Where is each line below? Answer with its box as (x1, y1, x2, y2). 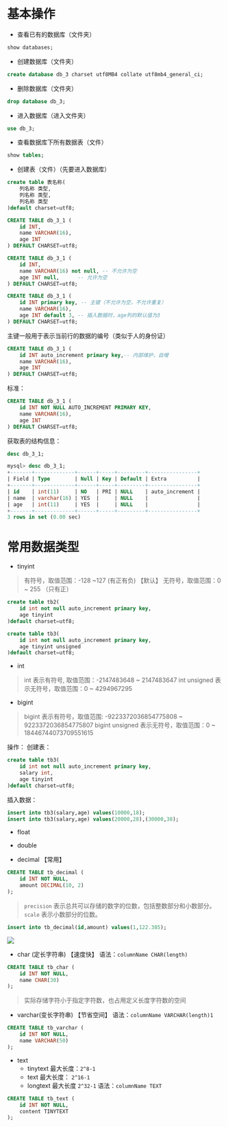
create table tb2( (7, 599, 60, 606)
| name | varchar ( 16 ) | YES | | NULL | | (7, 494, 201, 501)
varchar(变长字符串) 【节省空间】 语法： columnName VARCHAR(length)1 (16, 1011, 214, 1019)
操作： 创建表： (7, 743, 51, 751)
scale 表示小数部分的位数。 (23, 910, 101, 918)
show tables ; (7, 152, 45, 159)
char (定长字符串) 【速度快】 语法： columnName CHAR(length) (16, 950, 188, 958)
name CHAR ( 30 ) (19, 977, 60, 983)
